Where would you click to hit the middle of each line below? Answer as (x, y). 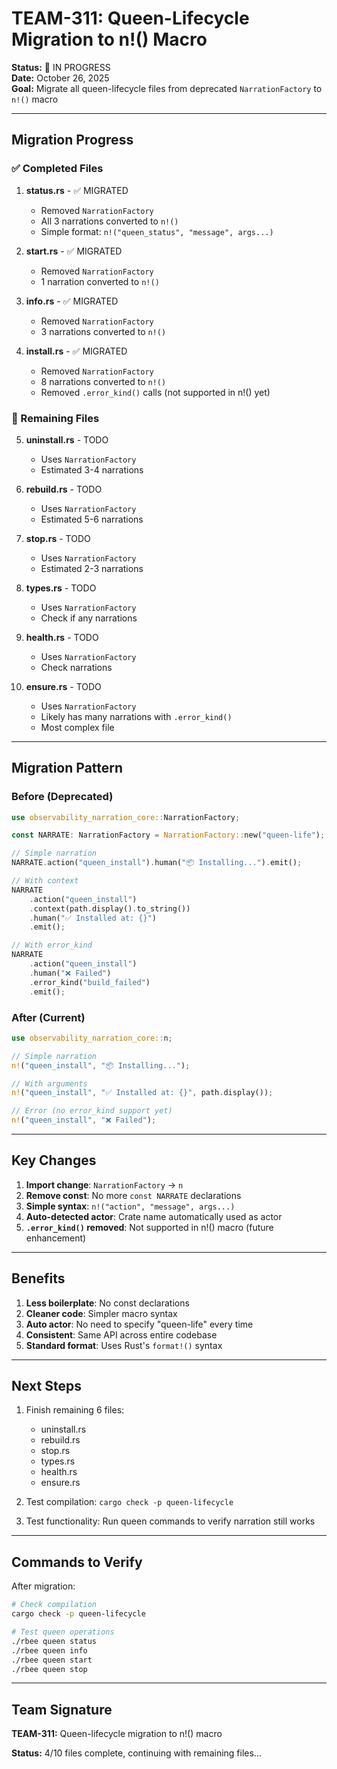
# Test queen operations (63, 1632)
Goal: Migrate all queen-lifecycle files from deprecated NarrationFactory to (167, 88)
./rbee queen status (54, 1641)
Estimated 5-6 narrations (92, 519)
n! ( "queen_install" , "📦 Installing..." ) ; (101, 1065)
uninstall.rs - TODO (67, 439)
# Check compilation (54, 1605)
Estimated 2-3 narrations (92, 568)
